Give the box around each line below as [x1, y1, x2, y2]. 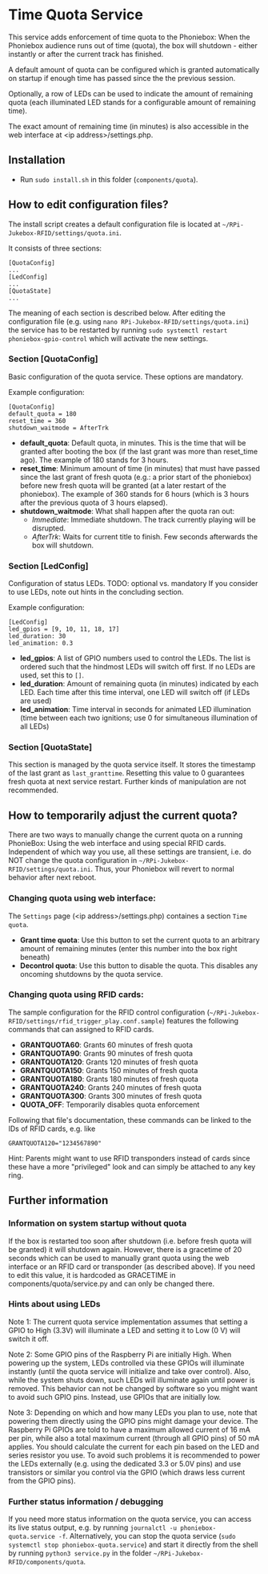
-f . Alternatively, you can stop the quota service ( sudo [58, 1531, 236, 1541]
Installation [8, 153, 66, 167]
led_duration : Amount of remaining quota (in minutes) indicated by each [19, 679, 259, 689]
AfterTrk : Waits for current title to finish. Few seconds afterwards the [31, 531, 258, 541]
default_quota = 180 [8, 409, 78, 418]
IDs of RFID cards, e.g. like [8, 1124, 96, 1133]
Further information [8, 1194, 109, 1207]
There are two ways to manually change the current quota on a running [8, 830, 243, 840]
